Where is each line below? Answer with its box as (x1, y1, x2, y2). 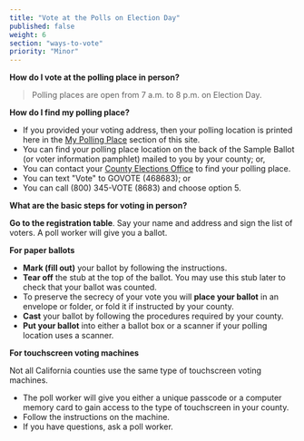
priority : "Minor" (9, 47, 79, 56)
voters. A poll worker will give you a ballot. (9, 228, 168, 239)
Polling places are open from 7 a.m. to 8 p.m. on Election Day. (31, 90, 262, 101)
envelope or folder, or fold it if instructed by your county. (22, 301, 234, 312)
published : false (9, 22, 75, 31)
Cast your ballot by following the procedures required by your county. (22, 310, 284, 322)
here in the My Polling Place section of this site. (22, 134, 201, 145)
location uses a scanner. (22, 330, 114, 341)
